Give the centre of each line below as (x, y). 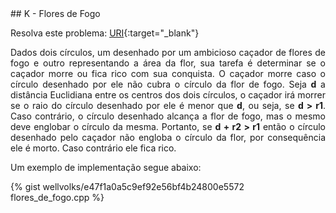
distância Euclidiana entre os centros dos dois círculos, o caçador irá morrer (168, 95)
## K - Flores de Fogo (55, 13)
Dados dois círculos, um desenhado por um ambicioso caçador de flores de (168, 52)
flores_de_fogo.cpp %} (57, 197)
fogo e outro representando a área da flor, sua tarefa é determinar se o (168, 63)
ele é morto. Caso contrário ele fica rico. (93, 148)
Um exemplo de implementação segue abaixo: (106, 167)
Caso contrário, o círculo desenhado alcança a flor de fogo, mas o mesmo (168, 116)
